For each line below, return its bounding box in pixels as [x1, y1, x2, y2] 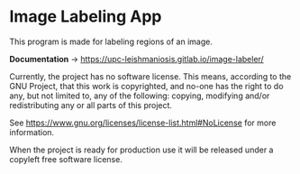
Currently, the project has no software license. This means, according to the [9, 70, 292, 82]
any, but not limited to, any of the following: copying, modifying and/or [9, 90, 270, 101]
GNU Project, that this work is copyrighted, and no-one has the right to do [9, 80, 284, 91]
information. [9, 126, 55, 137]
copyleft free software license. [9, 153, 123, 164]
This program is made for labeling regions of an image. [9, 36, 214, 47]
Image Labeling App [9, 6, 162, 27]
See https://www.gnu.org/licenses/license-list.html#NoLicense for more [9, 117, 277, 128]
